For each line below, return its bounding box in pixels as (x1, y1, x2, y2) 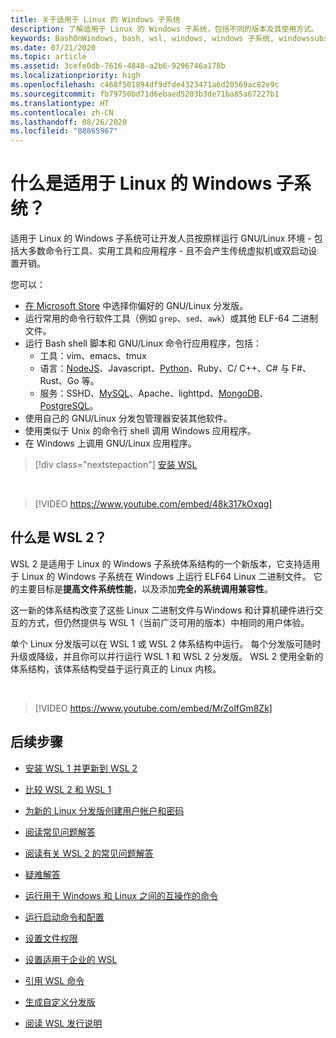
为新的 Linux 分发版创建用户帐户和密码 (24, 804, 185, 816)
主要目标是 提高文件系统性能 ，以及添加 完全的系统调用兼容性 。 (18, 582, 273, 595)
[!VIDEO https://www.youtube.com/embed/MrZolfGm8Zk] (34, 702, 273, 714)
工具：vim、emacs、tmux (39, 350, 147, 362)
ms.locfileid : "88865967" (10, 126, 118, 136)
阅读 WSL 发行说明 (24, 1017, 103, 1029)
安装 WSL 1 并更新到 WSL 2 (24, 762, 138, 774)
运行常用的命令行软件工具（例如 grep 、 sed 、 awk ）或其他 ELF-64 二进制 (24, 312, 318, 325)
